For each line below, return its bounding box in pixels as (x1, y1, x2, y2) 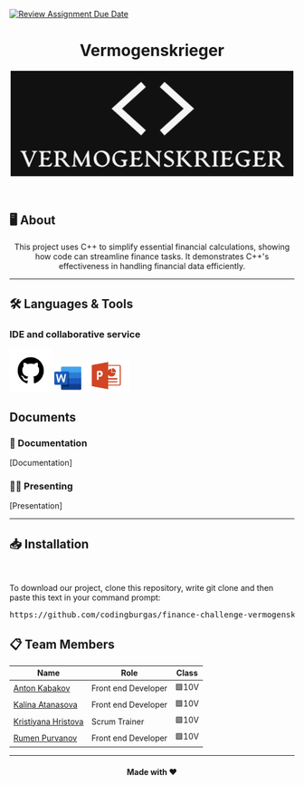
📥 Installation (9, 536, 90, 552)
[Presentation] (9, 500, 63, 511)
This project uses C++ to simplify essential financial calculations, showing (14, 241, 290, 252)
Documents (9, 409, 77, 425)
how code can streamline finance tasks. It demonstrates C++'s (34, 250, 270, 262)
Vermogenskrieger (80, 41, 224, 61)
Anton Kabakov (13, 683, 71, 693)
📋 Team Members (9, 636, 115, 652)
